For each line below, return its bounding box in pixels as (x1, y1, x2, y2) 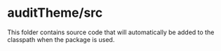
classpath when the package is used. (7, 35, 115, 43)
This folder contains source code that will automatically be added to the (7, 28, 215, 36)
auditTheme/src (7, 5, 103, 21)
